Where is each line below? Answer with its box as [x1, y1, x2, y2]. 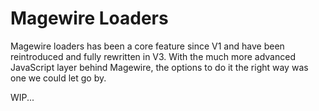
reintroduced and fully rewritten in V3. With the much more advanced [10, 50, 296, 62]
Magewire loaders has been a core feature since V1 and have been [10, 40, 285, 52]
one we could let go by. [10, 72, 107, 84]
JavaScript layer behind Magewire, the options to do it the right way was [10, 61, 309, 73]
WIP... [10, 91, 35, 103]
